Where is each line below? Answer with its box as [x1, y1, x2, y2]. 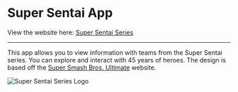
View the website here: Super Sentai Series [7, 28, 134, 37]
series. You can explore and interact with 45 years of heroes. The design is [7, 55, 227, 64]
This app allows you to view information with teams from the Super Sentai [7, 48, 223, 57]
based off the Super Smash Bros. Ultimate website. [7, 63, 157, 72]
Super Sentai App [7, 5, 113, 21]
